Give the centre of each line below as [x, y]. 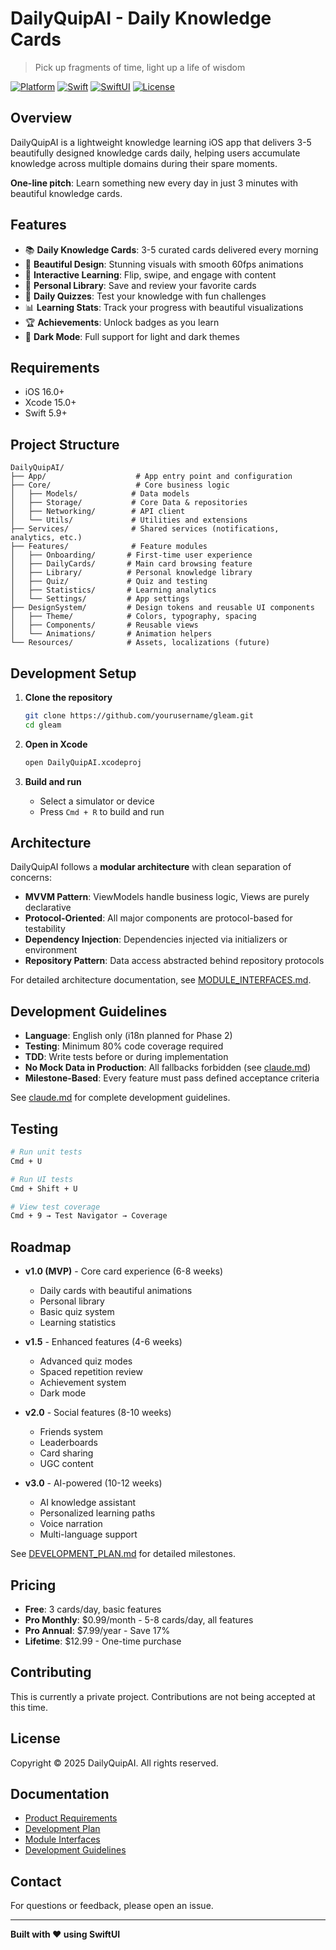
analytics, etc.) [46, 538]
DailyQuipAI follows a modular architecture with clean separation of [151, 867]
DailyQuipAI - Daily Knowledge [141, 18]
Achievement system [83, 1383]
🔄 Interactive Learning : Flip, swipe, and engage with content [150, 274]
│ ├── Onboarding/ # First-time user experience [131, 555]
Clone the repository [68, 697]
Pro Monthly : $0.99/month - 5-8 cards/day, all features [139, 1619]
